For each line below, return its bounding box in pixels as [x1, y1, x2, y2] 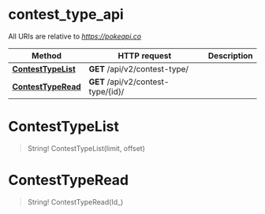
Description [207, 50, 253, 61]
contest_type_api [8, 6, 124, 24]
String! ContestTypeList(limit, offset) [27, 143, 146, 153]
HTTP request [118, 50, 172, 61]
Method [31, 50, 62, 61]
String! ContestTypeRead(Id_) [27, 197, 124, 206]
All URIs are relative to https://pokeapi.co [8, 31, 142, 41]
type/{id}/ [88, 86, 125, 97]
